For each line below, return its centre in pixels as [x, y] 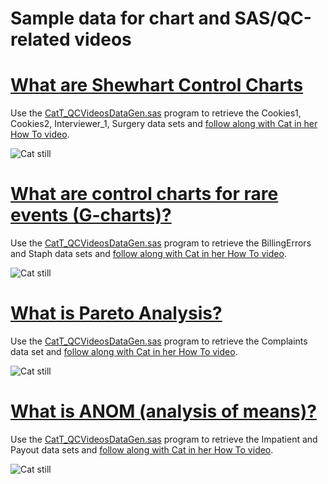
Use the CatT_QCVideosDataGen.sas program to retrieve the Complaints [159, 341]
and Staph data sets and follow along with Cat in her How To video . [148, 254]
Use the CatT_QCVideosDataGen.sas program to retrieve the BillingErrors [161, 243]
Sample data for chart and [120, 18]
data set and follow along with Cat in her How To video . [124, 351]
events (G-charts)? [91, 215]
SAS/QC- [273, 18]
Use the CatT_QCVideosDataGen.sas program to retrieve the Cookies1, [156, 113]
